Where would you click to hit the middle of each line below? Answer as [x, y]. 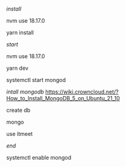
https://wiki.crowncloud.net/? [82, 92]
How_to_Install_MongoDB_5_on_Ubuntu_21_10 [63, 98]
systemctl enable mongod [39, 158]
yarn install [20, 32]
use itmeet [19, 134]
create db [18, 110]
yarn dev [17, 68]
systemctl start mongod [36, 80]
